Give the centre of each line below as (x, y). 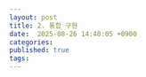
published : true (39, 50)
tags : (19, 58)
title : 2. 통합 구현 (44, 26)
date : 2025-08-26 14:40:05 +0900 (73, 34)
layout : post (33, 17)
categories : (31, 42)
